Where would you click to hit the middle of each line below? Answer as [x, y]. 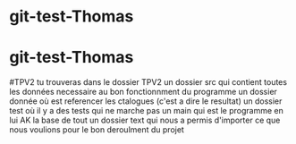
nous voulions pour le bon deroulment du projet [97, 130]
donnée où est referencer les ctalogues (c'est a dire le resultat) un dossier [146, 101]
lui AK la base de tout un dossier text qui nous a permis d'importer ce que [145, 120]
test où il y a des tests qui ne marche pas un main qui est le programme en [146, 111]
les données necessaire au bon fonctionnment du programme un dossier [143, 92]
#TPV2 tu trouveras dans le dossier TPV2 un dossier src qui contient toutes [148, 82]
